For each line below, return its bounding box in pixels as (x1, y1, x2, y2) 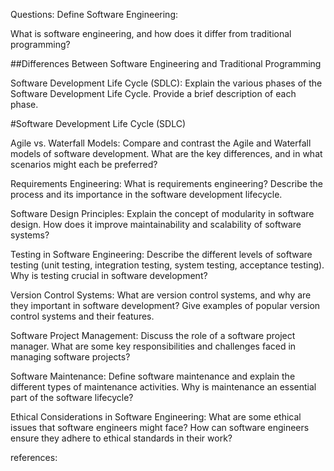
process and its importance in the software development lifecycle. (10, 189, 283, 200)
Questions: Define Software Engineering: (10, 9, 179, 20)
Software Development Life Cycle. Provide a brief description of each (10, 88, 297, 99)
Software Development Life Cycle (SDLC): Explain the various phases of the (10, 77, 323, 89)
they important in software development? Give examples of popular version (10, 300, 321, 311)
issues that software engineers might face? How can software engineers (10, 422, 310, 433)
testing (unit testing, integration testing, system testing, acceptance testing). (10, 259, 325, 271)
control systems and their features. (10, 310, 155, 322)
